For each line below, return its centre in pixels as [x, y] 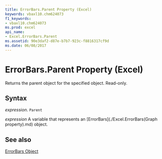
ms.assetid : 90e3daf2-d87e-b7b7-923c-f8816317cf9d [57, 41]
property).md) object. [27, 125]
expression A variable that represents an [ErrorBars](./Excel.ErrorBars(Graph [81, 119]
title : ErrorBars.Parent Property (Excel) [48, 9]
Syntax [16, 98]
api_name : [15, 32]
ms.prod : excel [20, 28]
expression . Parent [24, 110]
